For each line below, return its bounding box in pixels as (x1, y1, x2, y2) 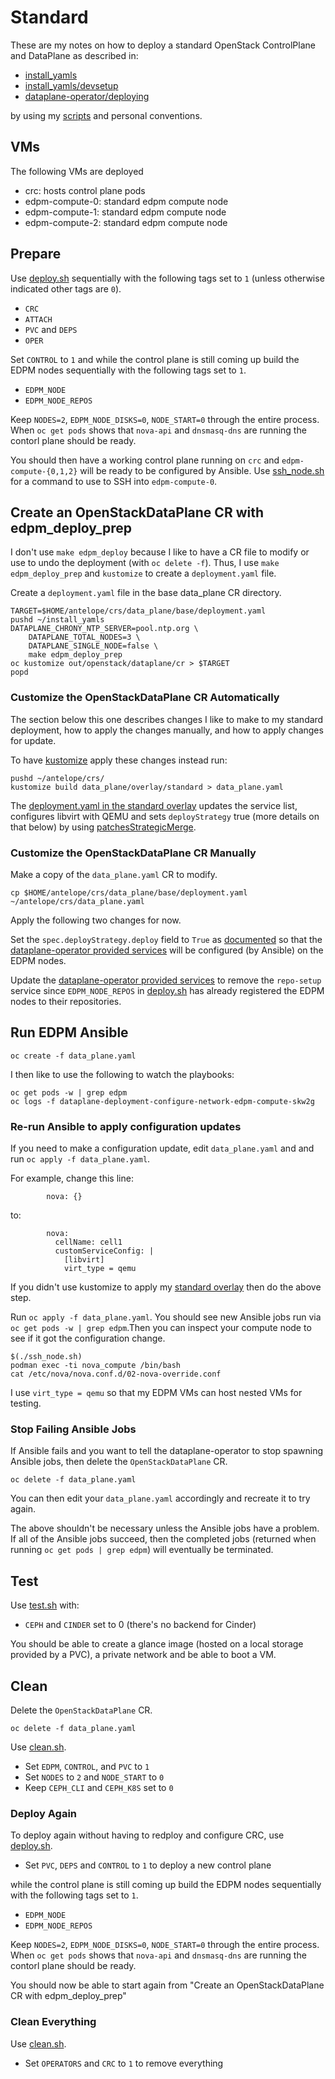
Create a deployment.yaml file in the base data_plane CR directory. (10, 587, 282, 599)
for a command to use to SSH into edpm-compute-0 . (10, 475, 218, 487)
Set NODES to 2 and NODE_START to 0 (24, 1771, 165, 1783)
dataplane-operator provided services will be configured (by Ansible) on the (10, 944, 324, 956)
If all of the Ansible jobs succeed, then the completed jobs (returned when (10, 1533, 317, 1545)
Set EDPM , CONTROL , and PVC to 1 (24, 1761, 150, 1772)
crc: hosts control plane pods (24, 184, 146, 196)
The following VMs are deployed (10, 165, 144, 177)
